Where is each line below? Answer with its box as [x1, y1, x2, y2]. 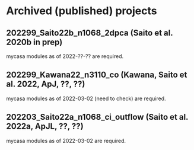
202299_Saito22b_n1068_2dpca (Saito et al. [6, 28, 173, 38]
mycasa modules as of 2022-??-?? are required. [6, 53, 124, 60]
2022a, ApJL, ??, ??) [6, 122, 84, 132]
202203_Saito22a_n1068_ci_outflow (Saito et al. [6, 112, 189, 122]
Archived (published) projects [6, 4, 157, 18]
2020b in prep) [6, 37, 63, 47]
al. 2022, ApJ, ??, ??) [6, 79, 85, 90]
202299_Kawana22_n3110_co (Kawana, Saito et [6, 70, 187, 80]
